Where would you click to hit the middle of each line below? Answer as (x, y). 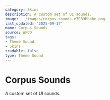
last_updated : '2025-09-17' (34, 23)
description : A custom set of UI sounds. (49, 14)
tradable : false (22, 51)
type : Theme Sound (24, 55)
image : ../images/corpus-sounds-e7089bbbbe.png (55, 19)
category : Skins (22, 10)
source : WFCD (19, 33)
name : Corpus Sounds (27, 28)
